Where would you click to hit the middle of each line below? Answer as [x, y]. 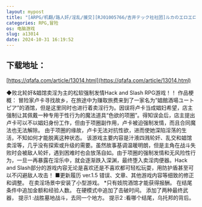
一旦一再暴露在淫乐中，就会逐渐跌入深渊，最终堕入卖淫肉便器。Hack [102, 160]
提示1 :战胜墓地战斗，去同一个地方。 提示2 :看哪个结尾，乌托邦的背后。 [106, 197]
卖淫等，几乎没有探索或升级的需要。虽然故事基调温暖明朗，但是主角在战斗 [98, 145]
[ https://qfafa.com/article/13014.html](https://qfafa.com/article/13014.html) [99, 80]
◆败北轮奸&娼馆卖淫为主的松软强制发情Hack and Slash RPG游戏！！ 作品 [97, 92]
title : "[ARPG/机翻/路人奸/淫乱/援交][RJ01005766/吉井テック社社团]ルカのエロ [97, 17]
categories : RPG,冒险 [32, 23]
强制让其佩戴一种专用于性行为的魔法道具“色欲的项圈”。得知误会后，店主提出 [101, 115]
